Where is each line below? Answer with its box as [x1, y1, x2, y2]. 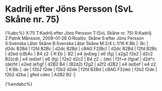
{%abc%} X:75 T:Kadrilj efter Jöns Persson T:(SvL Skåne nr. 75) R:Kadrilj [5, 30, 152, 36]
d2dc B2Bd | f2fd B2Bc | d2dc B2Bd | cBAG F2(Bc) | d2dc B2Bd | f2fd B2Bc [5, 45, 158, 51]
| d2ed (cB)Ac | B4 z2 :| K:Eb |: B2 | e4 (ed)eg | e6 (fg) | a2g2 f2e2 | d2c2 [5, 50, 153, 57]
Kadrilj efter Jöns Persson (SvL [5, 3, 133, 15]
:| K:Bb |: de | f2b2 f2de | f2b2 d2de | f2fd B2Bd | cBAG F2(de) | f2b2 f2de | [5, 66, 157, 72]
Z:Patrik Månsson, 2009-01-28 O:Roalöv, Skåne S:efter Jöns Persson [5, 35, 144, 41]
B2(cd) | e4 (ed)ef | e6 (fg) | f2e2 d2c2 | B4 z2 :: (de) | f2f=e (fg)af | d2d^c [5, 56, 155, 62]
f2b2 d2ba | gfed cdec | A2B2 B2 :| [5, 71, 76, 77]
